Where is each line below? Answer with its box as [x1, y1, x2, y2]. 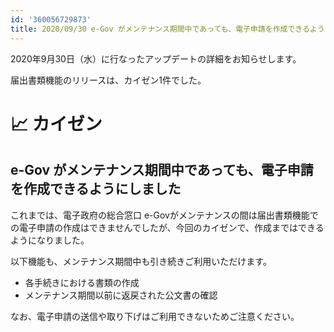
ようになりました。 [10, 234, 90, 246]
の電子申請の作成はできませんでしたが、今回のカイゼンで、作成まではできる [10, 221, 325, 233]
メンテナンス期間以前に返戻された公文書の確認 [24, 289, 218, 301]
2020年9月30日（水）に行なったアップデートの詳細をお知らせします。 [10, 52, 302, 65]
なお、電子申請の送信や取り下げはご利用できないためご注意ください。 [10, 310, 300, 322]
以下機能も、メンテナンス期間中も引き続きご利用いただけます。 [10, 255, 272, 267]
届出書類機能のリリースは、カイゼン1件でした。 [10, 74, 207, 86]
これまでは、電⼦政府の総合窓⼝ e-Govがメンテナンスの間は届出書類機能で [10, 209, 319, 221]
